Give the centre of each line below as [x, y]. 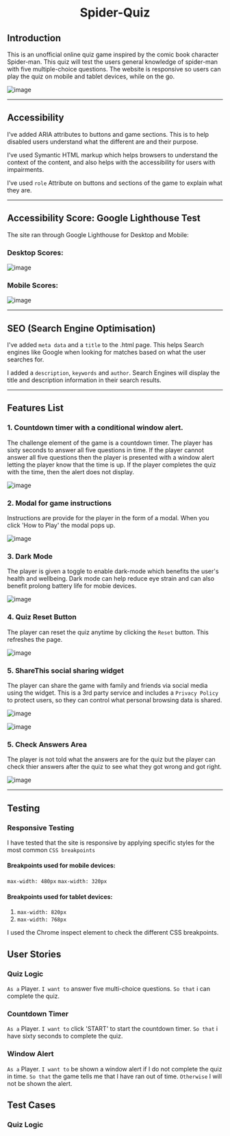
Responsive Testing [41, 827]
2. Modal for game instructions [59, 503]
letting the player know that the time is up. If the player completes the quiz [112, 465]
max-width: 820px [42, 913]
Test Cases [31, 1105]
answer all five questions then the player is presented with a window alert [111, 457]
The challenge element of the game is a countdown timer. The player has [110, 443]
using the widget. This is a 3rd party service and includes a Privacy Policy [113, 693]
